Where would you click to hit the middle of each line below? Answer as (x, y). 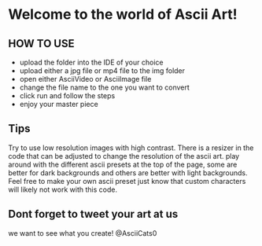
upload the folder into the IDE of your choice (91, 62)
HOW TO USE (41, 44)
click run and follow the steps (67, 95)
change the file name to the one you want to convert (105, 87)
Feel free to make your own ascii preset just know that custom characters (127, 181)
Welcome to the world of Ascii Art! (123, 15)
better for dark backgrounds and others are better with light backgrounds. (128, 173)
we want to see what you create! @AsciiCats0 (83, 233)
